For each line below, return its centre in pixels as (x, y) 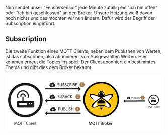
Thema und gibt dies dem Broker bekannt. (49, 67)
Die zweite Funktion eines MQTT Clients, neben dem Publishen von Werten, (83, 51)
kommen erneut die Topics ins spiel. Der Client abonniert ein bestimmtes (80, 62)
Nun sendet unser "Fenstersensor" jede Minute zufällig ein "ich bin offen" (81, 7)
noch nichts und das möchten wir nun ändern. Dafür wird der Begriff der (80, 18)
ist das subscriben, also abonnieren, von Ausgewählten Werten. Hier (76, 56)
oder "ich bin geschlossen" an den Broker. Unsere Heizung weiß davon (79, 13)
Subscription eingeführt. (30, 23)
